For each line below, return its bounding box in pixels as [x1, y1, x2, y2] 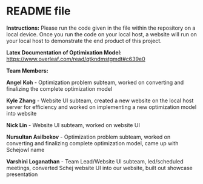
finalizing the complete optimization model [6, 85, 113, 92]
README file [6, 4, 71, 18]
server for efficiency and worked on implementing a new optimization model [6, 103, 197, 110]
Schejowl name [6, 146, 45, 153]
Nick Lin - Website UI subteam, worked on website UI [6, 121, 141, 128]
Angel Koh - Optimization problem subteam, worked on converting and [6, 79, 184, 86]
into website [6, 110, 37, 117]
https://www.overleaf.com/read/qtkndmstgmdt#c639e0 [6, 55, 145, 62]
